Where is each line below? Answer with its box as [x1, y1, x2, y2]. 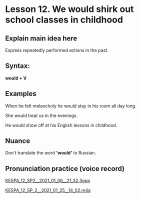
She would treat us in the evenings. [5, 112, 78, 118]
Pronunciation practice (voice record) [5, 164, 125, 173]
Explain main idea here [5, 34, 77, 42]
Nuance [5, 136, 30, 145]
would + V [5, 75, 27, 81]
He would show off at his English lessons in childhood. [5, 122, 117, 128]
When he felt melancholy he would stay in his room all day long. [5, 102, 136, 108]
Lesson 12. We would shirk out [5, 3, 134, 15]
